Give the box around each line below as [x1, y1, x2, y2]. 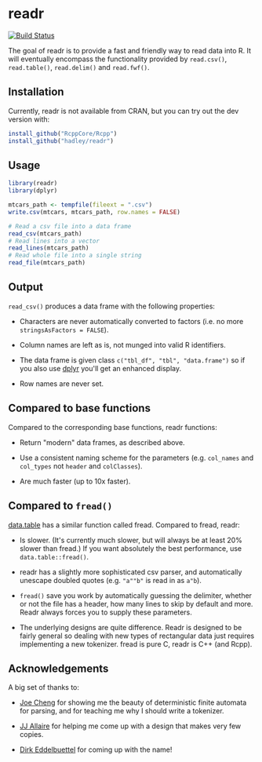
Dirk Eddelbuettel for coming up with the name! [19, 745, 173, 754]
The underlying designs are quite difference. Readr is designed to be [19, 622, 242, 632]
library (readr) [8, 180, 58, 188]
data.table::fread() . [19, 552, 89, 561]
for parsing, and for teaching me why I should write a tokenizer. [19, 706, 225, 716]
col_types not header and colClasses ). [19, 461, 143, 471]
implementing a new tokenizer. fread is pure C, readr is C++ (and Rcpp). [19, 639, 253, 648]
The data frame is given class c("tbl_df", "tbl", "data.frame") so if [19, 355, 246, 365]
